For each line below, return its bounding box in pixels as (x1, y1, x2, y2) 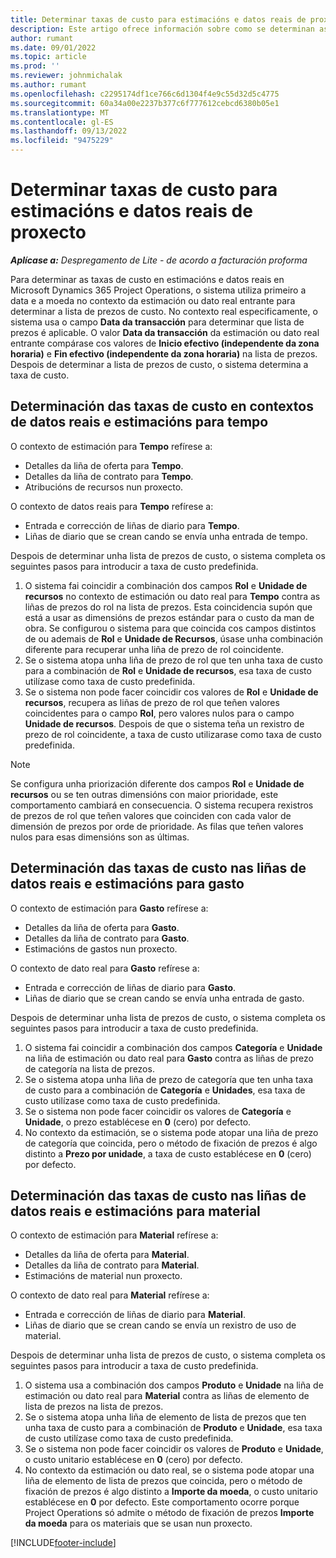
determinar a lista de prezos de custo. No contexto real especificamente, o (10, 305, 318, 317)
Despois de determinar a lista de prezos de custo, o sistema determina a (10, 358, 309, 370)
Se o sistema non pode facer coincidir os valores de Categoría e (24, 1105, 292, 1117)
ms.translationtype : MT (10, 107, 110, 118)
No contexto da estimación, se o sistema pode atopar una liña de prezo (24, 1126, 319, 1138)
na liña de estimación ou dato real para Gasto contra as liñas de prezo (24, 1052, 314, 1064)
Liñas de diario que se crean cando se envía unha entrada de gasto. (24, 992, 305, 1004)
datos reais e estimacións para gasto (10, 876, 245, 893)
